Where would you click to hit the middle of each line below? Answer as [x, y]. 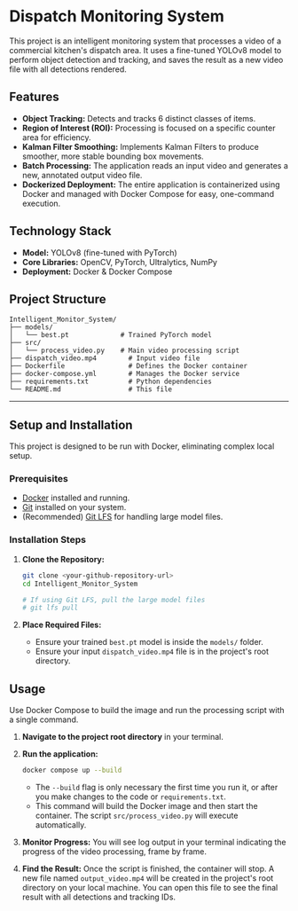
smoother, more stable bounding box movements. [113, 156]
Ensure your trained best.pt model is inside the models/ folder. [149, 642]
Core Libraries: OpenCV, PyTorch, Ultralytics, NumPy [119, 262]
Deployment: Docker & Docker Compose [97, 271]
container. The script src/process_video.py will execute [137, 815]
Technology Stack [60, 231]
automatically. [61, 825]
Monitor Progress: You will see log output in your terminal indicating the [154, 842]
